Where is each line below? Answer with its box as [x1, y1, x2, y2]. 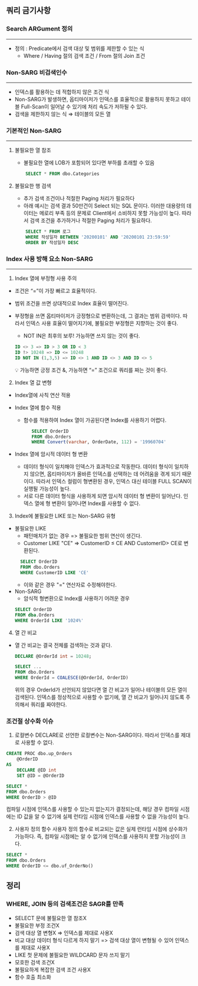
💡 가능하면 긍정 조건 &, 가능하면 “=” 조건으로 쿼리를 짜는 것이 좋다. [14, 366, 168, 373]
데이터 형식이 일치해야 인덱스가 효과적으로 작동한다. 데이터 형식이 [23, 463, 173, 470]
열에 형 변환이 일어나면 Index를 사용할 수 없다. [34, 500, 140, 507]
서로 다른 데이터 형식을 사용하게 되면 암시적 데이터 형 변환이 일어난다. [23, 493, 183, 500]
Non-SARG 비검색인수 [6, 68, 68, 77]
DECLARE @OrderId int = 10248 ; [14, 653, 92, 659]
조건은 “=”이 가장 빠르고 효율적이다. [14, 288, 97, 295]
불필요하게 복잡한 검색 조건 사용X [14, 966, 91, 973]
